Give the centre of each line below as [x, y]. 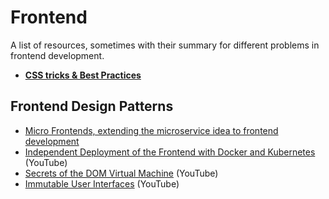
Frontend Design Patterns [92, 106]
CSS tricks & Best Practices [83, 75]
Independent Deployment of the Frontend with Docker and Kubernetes [170, 152]
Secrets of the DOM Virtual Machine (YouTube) [121, 173]
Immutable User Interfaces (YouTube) [102, 183]
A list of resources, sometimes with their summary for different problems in [165, 45]
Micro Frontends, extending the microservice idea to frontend [151, 130]
